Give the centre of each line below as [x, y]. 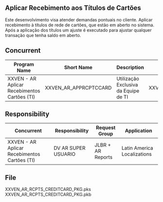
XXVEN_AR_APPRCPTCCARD [78, 88]
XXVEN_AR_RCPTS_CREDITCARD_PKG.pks [48, 189]
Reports [103, 157]
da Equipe [128, 91]
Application [139, 131]
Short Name [78, 67]
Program [24, 64]
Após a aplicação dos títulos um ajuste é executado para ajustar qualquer [78, 30]
